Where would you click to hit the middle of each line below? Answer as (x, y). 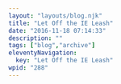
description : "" (35, 38)
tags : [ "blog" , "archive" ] (52, 46)
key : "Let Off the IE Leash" (65, 61)
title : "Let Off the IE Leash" (61, 23)
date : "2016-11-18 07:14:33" (57, 30)
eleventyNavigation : (43, 53)
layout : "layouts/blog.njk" (56, 16)
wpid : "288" (28, 68)
